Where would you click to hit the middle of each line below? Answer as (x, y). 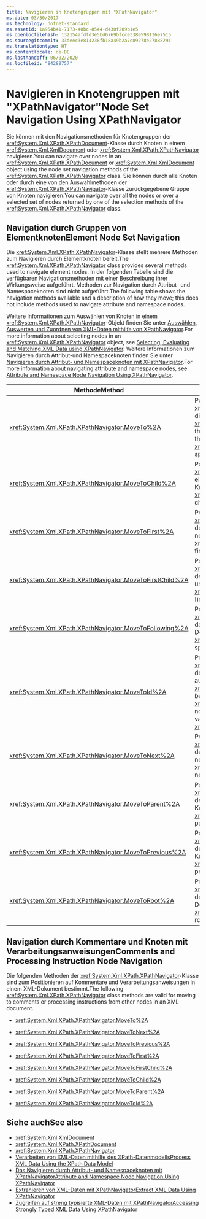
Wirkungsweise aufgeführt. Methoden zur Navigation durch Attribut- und (98, 285)
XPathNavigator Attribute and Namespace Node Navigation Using (97, 1177)
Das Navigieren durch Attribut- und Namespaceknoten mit (89, 1170)
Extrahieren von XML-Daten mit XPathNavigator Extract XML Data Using (105, 1190)
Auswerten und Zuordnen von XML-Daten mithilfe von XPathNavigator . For (100, 330)
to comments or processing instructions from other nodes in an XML (93, 1002)
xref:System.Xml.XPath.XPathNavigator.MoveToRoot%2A (92, 901)
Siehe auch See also (45, 1123)
